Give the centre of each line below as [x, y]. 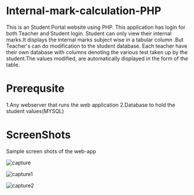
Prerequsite [35, 89]
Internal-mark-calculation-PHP [84, 11]
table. [13, 65]
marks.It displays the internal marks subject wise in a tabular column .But [95, 39]
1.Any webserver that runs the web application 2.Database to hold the [91, 105]
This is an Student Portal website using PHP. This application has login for [96, 27]
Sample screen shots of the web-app [51, 151]
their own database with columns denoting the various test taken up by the [97, 52]
